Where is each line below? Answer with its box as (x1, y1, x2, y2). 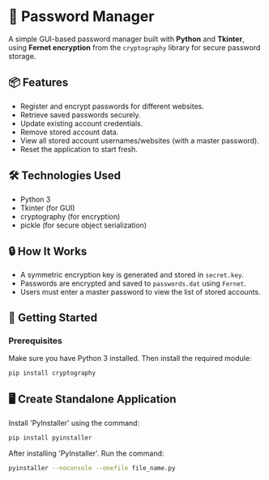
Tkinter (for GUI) (19, 202, 75, 213)
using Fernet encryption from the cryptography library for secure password (8, 42, 261, 52)
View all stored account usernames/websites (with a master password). (19, 135, 259, 145)
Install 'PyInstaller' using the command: (8, 418, 140, 427)
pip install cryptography (8, 369, 96, 377)
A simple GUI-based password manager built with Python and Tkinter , (8, 34, 245, 44)
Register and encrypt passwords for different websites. (19, 101, 204, 111)
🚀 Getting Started (8, 311, 98, 325)
